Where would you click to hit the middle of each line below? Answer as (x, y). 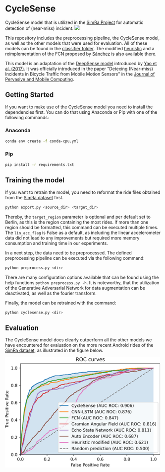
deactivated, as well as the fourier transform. (51, 293)
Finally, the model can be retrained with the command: (61, 303)
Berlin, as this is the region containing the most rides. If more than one (77, 222)
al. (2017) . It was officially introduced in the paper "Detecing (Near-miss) (79, 69)
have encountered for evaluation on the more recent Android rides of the (79, 345)
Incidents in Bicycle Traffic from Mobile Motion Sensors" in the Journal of (80, 74)
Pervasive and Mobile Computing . (40, 79)
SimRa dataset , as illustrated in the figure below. (54, 350)
